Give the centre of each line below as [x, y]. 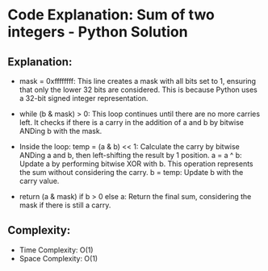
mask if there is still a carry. [65, 205]
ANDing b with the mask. [61, 131]
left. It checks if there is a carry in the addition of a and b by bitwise [131, 122]
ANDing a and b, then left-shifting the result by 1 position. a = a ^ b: [131, 155]
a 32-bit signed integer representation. [84, 98]
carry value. [39, 181]
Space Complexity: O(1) [59, 258]
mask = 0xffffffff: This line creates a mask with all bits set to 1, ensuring [137, 81]
